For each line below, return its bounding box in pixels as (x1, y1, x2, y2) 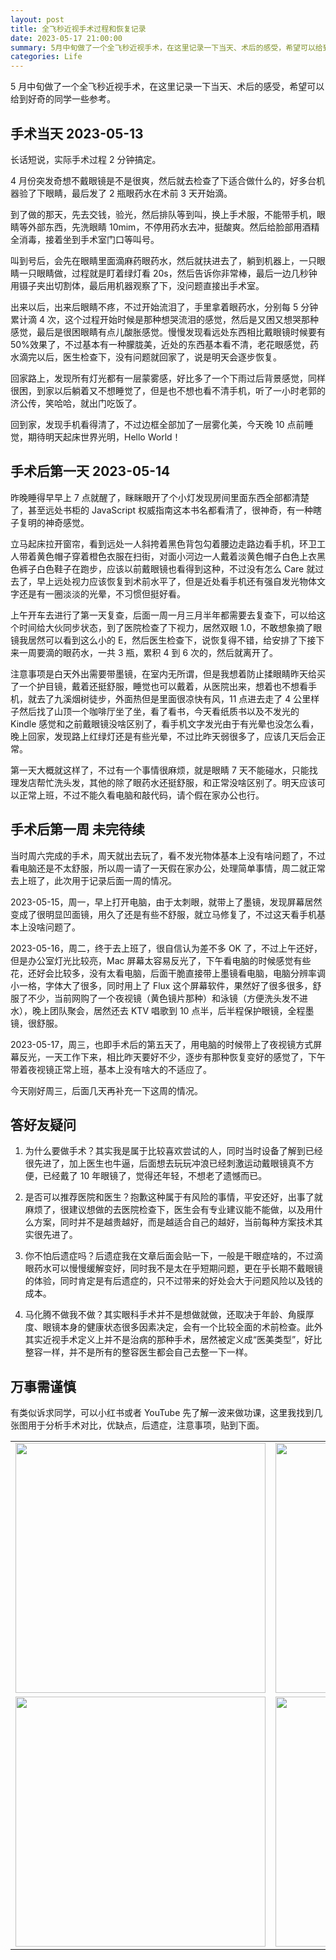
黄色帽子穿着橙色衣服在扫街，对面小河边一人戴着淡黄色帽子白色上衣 (36, 550, 317, 562)
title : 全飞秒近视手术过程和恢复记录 (10, 24, 147, 34)
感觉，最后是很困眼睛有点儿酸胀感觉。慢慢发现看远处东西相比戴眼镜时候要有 (10, 326, 326, 338)
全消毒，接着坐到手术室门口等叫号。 (10, 233, 160, 245)
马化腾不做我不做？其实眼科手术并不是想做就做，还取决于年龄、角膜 (24, 1309, 306, 1321)
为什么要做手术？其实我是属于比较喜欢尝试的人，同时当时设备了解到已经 (24, 1145, 323, 1157)
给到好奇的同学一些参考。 (10, 93, 116, 105)
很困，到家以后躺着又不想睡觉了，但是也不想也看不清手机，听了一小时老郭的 (10, 384, 326, 396)
